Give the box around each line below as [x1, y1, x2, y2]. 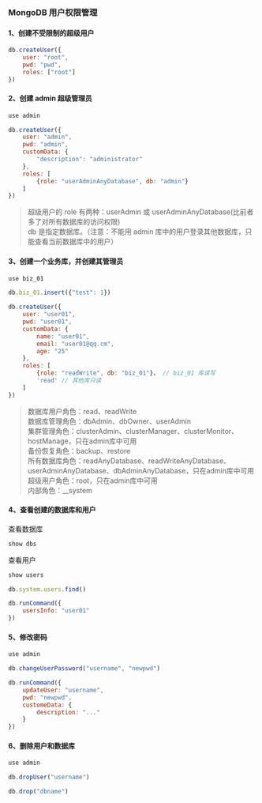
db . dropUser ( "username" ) [8, 773, 90, 782]
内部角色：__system [27, 485, 93, 495]
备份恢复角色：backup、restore [27, 446, 131, 455]
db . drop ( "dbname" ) [8, 788, 69, 796]
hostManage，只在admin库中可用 [27, 436, 137, 446]
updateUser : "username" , [22, 686, 104, 694]
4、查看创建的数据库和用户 [8, 505, 96, 515]
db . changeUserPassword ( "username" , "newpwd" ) [8, 665, 160, 673]
